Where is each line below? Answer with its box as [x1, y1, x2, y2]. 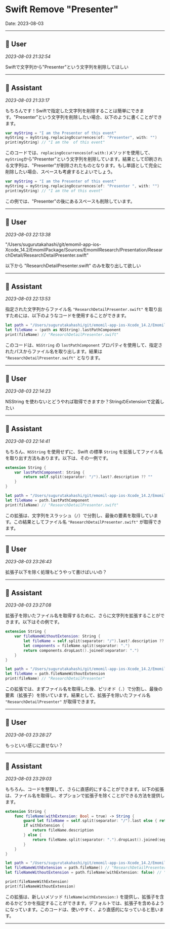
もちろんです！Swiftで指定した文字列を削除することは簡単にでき [5, 108, 140, 114]
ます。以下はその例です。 [9, 619, 62, 625]
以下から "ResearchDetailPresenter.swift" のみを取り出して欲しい [5, 263, 141, 269]
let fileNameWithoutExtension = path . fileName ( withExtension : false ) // [5, 870, 162, 875]
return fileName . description [32, 828, 94, 833]
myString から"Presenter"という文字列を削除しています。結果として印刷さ [5, 156, 158, 162]
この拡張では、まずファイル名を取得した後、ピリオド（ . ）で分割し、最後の [5, 686, 163, 692]
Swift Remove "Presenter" [5, 4, 119, 15]
